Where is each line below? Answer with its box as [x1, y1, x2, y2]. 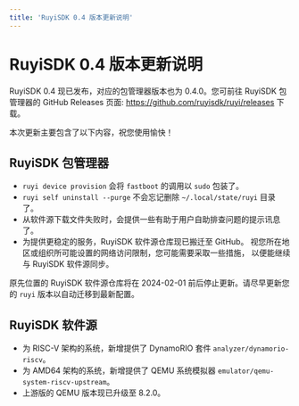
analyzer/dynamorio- [212, 344, 290, 353]
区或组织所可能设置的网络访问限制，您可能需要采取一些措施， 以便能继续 [21, 247, 291, 259]
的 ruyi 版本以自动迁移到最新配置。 [9, 289, 140, 300]
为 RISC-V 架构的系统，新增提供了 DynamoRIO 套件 [21, 343, 212, 353]
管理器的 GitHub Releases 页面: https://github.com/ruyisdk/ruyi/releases [9, 96, 275, 107]
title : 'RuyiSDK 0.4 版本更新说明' [9, 12, 134, 22]
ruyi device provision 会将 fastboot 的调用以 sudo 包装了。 [21, 180, 244, 192]
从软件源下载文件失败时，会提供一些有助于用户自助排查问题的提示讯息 [21, 214, 281, 225]
